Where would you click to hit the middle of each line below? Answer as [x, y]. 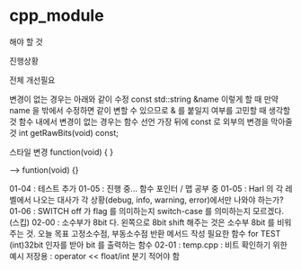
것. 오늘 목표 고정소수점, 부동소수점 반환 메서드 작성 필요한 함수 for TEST [153, 233]
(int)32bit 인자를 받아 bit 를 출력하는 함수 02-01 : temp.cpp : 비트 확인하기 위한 [148, 245]
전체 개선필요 [32, 80]
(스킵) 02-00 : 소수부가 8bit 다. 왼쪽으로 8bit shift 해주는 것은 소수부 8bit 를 [142, 222]
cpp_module [57, 16]
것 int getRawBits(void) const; [64, 132]
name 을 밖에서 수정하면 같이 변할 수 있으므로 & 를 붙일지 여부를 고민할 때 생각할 [150, 110]
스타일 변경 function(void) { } [62, 152]
